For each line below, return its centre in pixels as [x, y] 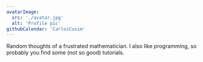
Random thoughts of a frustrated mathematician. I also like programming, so [101, 46]
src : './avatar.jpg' [38, 18]
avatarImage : [23, 12]
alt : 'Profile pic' [36, 23]
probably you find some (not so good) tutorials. [65, 53]
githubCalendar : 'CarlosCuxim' [46, 29]
